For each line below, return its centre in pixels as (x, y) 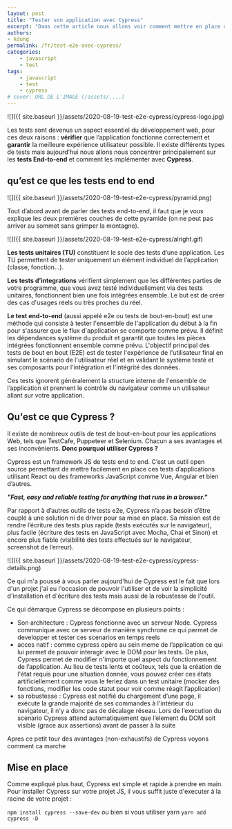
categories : (24, 52)
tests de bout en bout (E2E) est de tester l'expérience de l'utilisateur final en (115, 352)
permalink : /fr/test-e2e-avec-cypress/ (65, 46)
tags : (15, 71)
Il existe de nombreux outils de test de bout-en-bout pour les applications (112, 433)
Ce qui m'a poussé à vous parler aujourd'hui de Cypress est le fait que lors (113, 581)
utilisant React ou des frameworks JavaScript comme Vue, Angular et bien (113, 476)
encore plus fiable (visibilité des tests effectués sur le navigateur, (99, 540)
